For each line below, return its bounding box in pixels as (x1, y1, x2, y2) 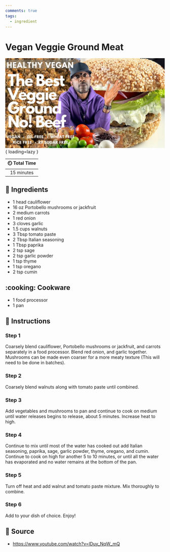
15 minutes (10, 169, 34, 176)
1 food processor (12, 296, 48, 303)
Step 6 (5, 501, 22, 508)
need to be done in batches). (5, 360, 66, 366)
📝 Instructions (5, 317, 51, 326)
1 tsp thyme (12, 258, 37, 264)
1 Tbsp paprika (12, 242, 44, 248)
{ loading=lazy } (5, 148, 39, 154)
